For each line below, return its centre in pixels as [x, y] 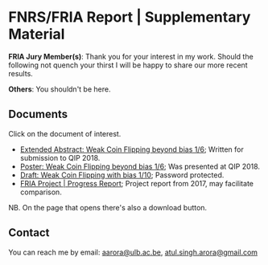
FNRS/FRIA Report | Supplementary [130, 17]
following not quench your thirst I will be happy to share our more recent [128, 65]
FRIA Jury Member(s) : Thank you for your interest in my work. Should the [131, 56]
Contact [29, 233]
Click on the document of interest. [65, 133]
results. [21, 73]
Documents [38, 114]
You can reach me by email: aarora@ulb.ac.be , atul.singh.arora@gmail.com [133, 252]
